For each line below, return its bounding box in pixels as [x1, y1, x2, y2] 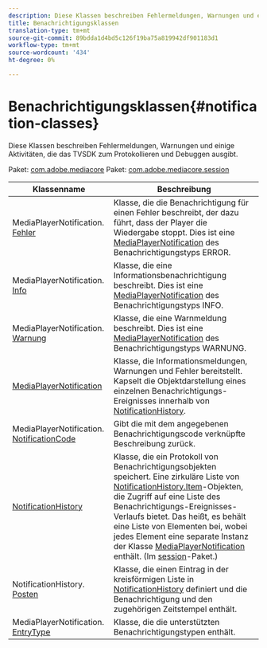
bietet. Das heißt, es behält [146, 511, 246, 522]
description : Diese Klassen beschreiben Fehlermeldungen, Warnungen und [8, 11, 254, 20]
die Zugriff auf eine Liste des [113, 491, 221, 502]
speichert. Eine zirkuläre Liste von [113, 471, 240, 482]
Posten [12, 588, 39, 599]
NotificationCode [12, 433, 76, 444]
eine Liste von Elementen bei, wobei [113, 520, 248, 532]
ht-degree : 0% [8, 57, 56, 65]
